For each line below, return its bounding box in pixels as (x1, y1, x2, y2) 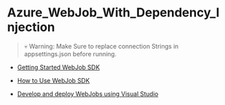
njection (7, 19, 55, 35)
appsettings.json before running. (23, 49, 117, 58)
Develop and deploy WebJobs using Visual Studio (17, 89, 159, 97)
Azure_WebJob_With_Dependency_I (7, 5, 220, 21)
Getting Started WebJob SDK (17, 63, 100, 71)
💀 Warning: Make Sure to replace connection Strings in (23, 42, 179, 50)
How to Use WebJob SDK (17, 76, 90, 84)
